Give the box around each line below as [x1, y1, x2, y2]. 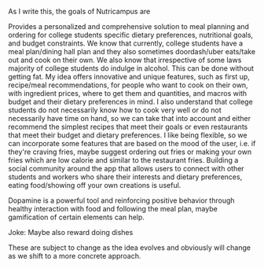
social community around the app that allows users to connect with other [8, 164, 245, 173]
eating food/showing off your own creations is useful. [8, 181, 181, 189]
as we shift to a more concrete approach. [8, 251, 141, 260]
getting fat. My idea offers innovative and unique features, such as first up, [8, 72, 250, 81]
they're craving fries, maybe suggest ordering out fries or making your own [8, 147, 252, 156]
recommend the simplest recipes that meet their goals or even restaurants [8, 122, 248, 131]
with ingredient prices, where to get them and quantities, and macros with [8, 89, 247, 97]
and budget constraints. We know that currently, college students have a [8, 39, 244, 48]
